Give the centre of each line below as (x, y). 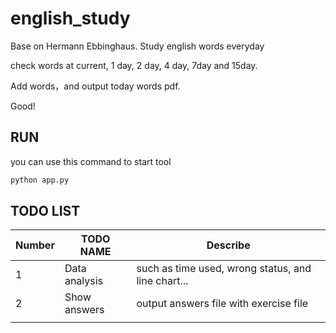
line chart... (162, 281)
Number (35, 245)
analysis (84, 281)
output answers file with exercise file (222, 304)
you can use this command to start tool (91, 161)
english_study (70, 18)
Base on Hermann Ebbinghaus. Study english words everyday (137, 46)
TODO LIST (45, 211)
